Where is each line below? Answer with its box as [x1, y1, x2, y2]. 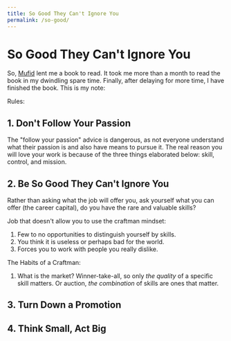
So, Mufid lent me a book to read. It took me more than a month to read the [7, 69, 221, 77]
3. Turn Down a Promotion [7, 299, 122, 311]
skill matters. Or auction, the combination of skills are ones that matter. [17, 279, 219, 288]
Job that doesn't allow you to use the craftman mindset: [7, 217, 166, 225]
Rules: [7, 98, 26, 106]
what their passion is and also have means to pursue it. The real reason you [7, 143, 223, 151]
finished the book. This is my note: [7, 84, 106, 92]
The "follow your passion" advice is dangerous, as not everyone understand [7, 136, 225, 144]
